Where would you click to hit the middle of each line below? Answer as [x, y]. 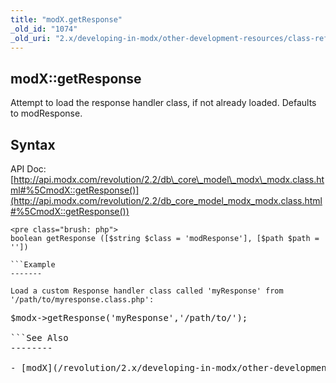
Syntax [33, 144]
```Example [33, 265]
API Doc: [28, 169]
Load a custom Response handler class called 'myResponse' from [147, 291]
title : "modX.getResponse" [66, 19]
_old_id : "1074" [44, 29]
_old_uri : [31, 38]
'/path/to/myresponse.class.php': [82, 300]
